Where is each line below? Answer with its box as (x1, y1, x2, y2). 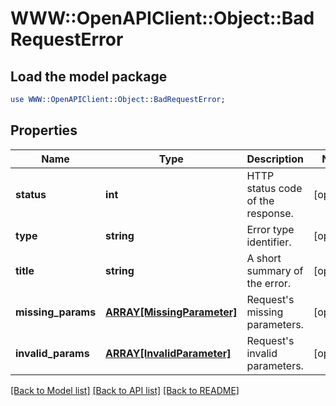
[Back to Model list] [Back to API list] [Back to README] (10, 384, 240, 396)
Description (246, 152, 304, 166)
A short (246, 251, 282, 265)
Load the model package (10, 68, 168, 85)
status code (246, 181, 303, 195)
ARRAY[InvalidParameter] (105, 346, 232, 360)
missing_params (15, 305, 97, 319)
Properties (10, 122, 78, 139)
